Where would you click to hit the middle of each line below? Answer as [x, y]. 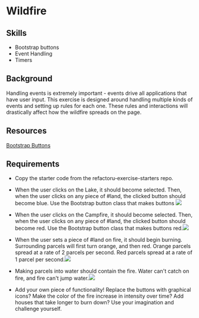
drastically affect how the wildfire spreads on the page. [74, 112]
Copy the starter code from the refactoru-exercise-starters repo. [94, 178]
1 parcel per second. [40, 260]
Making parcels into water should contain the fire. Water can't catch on [102, 271]
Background [29, 79]
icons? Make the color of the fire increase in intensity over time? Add [99, 296]
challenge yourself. [38, 309]
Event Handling [33, 54]
